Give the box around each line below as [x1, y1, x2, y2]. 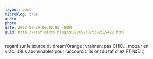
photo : [5, 20, 18, 26]
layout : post [5, 7, 32, 12]
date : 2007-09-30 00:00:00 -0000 [5, 25, 73, 30]
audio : [5, 16, 18, 21]
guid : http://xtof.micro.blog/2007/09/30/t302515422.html [5, 30, 125, 35]
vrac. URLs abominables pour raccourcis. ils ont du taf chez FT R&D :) [5, 48, 145, 54]
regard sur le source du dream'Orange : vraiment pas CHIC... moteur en [5, 43, 149, 49]
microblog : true [5, 12, 38, 17]
